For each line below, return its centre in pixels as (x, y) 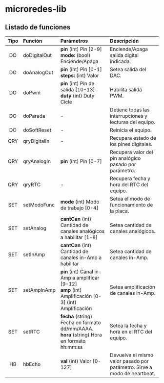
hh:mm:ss (72, 347)
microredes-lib (36, 9)
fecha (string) (76, 316)
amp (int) (71, 290)
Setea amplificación (132, 287)
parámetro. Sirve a (131, 367)
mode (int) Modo (80, 202)
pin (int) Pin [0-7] (81, 161)
